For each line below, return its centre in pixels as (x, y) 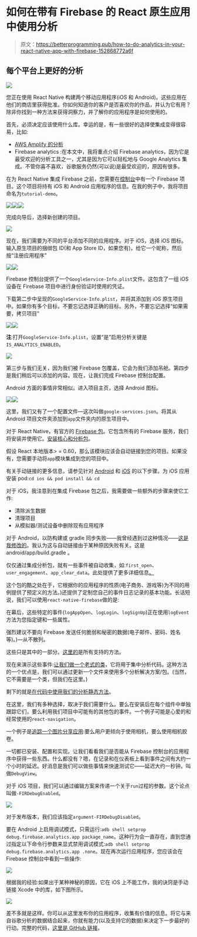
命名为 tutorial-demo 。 (34, 193)
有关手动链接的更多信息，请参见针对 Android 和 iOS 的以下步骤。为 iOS (92, 471)
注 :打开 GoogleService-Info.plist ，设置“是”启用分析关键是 (77, 337)
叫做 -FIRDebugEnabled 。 (35, 793)
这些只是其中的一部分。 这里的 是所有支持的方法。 (65, 652)
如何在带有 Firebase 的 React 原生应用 (98, 12)
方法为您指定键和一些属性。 (40, 619)
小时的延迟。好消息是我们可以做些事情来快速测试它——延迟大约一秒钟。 (98, 766)
